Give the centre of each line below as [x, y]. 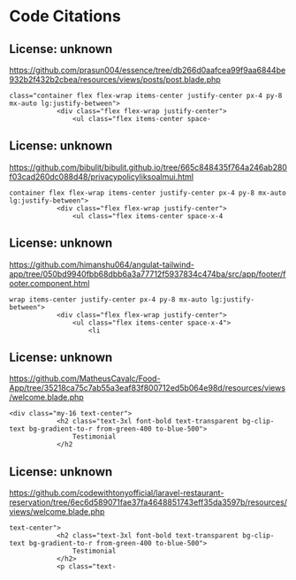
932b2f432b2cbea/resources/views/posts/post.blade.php [115, 80]
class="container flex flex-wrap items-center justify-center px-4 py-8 [146, 95]
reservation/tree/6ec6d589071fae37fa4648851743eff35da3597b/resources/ [148, 502]
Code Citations [65, 16]
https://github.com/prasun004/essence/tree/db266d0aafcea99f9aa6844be [148, 70]
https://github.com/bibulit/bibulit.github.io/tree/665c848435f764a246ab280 [148, 167]
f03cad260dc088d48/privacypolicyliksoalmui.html [102, 176]
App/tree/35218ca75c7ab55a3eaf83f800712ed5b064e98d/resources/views [147, 388]
